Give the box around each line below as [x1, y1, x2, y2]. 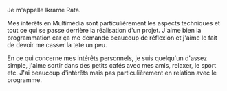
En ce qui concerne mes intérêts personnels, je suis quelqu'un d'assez [7, 54, 208, 62]
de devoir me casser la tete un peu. [7, 41, 108, 49]
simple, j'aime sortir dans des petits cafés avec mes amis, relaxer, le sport [7, 62, 217, 69]
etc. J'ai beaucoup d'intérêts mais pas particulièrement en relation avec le [7, 68, 217, 77]
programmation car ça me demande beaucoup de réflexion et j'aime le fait [7, 34, 218, 42]
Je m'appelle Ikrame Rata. [7, 6, 81, 14]
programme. [7, 76, 43, 84]
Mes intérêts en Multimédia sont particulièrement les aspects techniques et [7, 19, 220, 27]
